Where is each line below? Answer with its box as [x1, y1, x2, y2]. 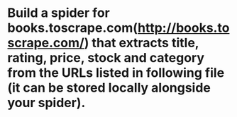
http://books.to [137, 20, 230, 36]
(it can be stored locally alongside [7, 80, 211, 96]
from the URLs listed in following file [7, 65, 225, 81]
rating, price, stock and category [7, 50, 204, 66]
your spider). [7, 95, 86, 111]
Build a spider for [7, 5, 110, 21]
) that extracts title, [84, 35, 199, 51]
